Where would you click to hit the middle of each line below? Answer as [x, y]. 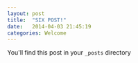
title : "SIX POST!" [37, 20]
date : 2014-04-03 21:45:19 [49, 26]
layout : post [26, 13]
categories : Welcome [37, 33]
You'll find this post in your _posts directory [69, 53]
